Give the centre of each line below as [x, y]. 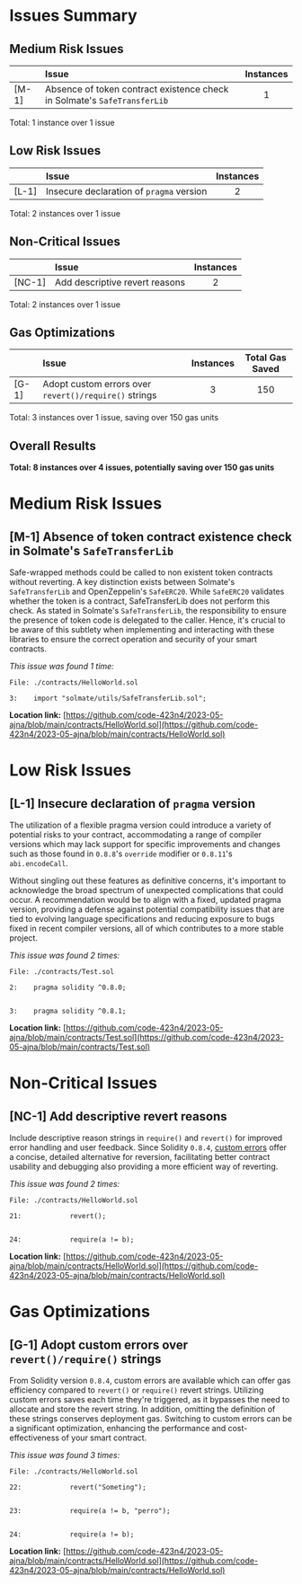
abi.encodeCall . [39, 863]
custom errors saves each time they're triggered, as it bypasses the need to [150, 1400]
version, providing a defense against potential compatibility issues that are [147, 909]
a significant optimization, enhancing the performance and [118, 1429]
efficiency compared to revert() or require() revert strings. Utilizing [137, 1390]
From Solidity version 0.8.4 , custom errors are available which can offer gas [150, 1381]
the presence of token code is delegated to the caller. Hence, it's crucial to [147, 620]
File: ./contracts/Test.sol [62, 972]
